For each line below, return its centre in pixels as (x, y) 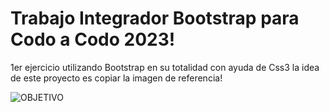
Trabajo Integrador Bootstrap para (155, 18)
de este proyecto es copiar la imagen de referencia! (116, 78)
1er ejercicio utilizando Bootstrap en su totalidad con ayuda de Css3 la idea (165, 67)
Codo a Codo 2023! (93, 39)
